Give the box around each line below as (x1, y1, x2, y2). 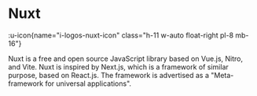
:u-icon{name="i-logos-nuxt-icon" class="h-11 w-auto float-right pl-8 (8, 30, 234, 40)
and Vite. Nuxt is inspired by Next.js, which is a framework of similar (8, 62, 229, 71)
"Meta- (211, 70, 234, 80)
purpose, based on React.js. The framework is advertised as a (8, 70, 210, 80)
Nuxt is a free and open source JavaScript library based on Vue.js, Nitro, (8, 54, 244, 63)
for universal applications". (45, 79, 132, 88)
